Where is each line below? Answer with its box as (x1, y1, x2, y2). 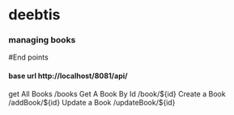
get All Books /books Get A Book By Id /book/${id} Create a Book (8, 88, 226, 98)
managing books (8, 35, 76, 46)
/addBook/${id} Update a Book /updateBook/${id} (8, 97, 176, 107)
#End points (8, 52, 49, 62)
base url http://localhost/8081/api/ (8, 71, 128, 81)
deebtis (8, 6, 61, 24)
